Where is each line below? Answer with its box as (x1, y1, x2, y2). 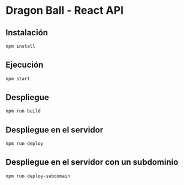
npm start (5, 75, 31, 81)
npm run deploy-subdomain (5, 173, 70, 179)
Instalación (5, 28, 49, 38)
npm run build (5, 108, 41, 114)
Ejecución (5, 60, 44, 70)
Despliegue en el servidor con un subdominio (5, 157, 179, 168)
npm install (5, 43, 35, 49)
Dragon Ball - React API (5, 4, 124, 17)
